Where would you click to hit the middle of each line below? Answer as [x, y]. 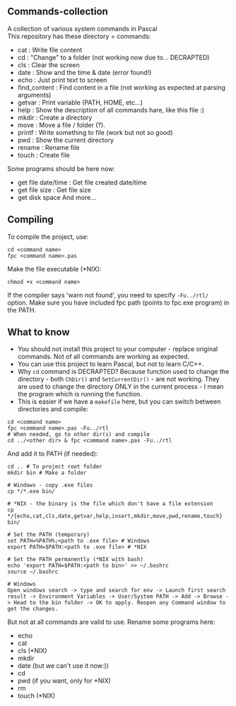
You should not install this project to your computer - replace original [117, 349]
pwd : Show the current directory [66, 140]
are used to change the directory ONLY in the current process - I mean [120, 387]
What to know [39, 333]
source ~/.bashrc [33, 572]
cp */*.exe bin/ [31, 492]
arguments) [34, 95]
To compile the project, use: [48, 237]
